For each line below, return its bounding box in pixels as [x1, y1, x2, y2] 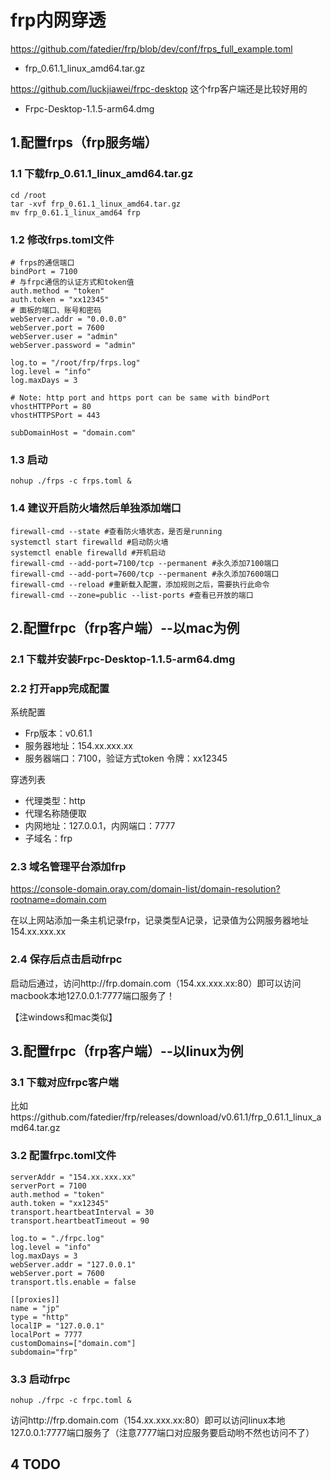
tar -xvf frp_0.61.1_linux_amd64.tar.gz [10, 199, 182, 209]
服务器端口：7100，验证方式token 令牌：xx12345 [24, 752, 228, 765]
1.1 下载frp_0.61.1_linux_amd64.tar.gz [10, 167, 194, 181]
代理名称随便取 [24, 807, 87, 820]
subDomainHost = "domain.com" [10, 427, 137, 438]
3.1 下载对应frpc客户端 [10, 1076, 119, 1090]
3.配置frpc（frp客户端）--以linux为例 [10, 1043, 244, 1060]
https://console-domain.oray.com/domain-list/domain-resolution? [10, 883, 281, 895]
